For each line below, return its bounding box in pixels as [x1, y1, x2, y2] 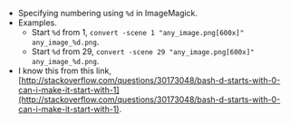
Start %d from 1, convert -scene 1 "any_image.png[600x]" [31, 27, 245, 37]
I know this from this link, [17, 65, 111, 76]
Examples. [17, 17, 57, 28]
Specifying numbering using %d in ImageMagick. [17, 8, 198, 18]
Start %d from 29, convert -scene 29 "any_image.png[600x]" [31, 46, 256, 57]
